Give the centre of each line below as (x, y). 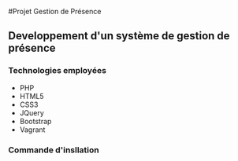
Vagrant (32, 130)
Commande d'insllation (54, 150)
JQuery (32, 112)
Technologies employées (57, 71)
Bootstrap (35, 121)
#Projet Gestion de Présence (55, 11)
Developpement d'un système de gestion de (119, 36)
